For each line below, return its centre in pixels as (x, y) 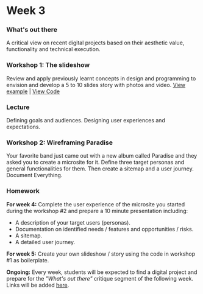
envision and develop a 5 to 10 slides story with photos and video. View (96, 85)
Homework (23, 191)
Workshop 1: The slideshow (48, 65)
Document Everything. (34, 175)
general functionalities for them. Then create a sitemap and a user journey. (100, 169)
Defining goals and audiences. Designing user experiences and (86, 121)
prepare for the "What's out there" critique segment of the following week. (100, 278)
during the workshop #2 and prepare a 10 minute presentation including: (97, 211)
